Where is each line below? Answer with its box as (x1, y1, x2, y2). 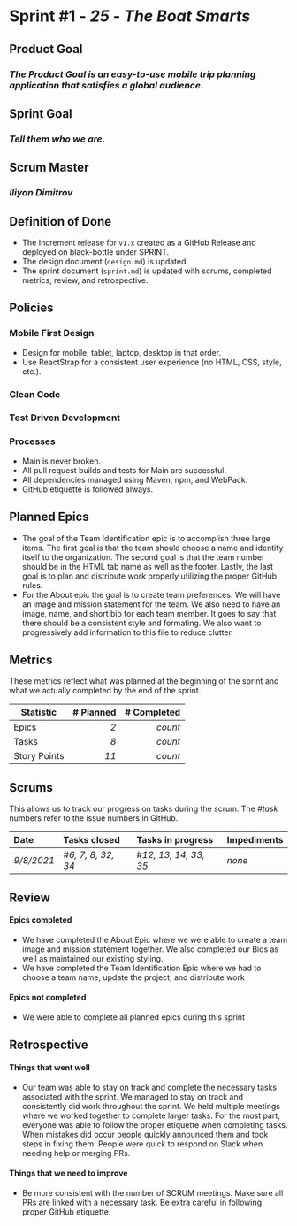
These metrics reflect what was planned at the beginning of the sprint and (9, 676, 279, 686)
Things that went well (9, 1061, 90, 1072)
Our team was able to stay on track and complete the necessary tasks (21, 1082, 277, 1092)
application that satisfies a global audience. (9, 79, 204, 91)
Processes (9, 435, 56, 448)
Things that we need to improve (9, 1168, 128, 1178)
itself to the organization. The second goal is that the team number (21, 551, 265, 563)
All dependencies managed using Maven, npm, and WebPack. (21, 474, 248, 485)
